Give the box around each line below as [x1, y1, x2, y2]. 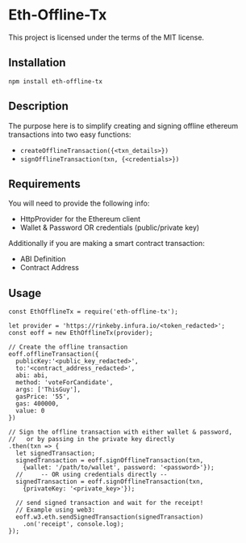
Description [8, 100, 69, 113]
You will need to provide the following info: [8, 198, 150, 208]
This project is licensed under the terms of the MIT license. [8, 32, 204, 42]
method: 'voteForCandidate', [15, 379, 114, 387]
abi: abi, [15, 371, 48, 380]
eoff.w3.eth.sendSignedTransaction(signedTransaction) [15, 513, 204, 521]
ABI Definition [19, 254, 66, 264]
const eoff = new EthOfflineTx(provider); [8, 329, 153, 337]
